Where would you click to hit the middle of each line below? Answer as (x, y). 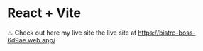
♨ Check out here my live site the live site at (72, 33)
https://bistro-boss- (167, 33)
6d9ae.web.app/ (32, 40)
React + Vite (44, 13)
